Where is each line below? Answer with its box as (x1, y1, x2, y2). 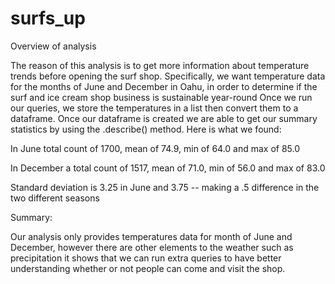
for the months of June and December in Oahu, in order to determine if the (10, 80, 318, 92)
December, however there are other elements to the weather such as (10, 241, 294, 253)
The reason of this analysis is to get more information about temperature (10, 59, 310, 71)
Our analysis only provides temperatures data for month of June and (10, 230, 293, 242)
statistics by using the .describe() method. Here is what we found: (10, 123, 282, 135)
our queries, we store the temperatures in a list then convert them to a (10, 102, 299, 114)
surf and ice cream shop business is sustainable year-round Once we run (10, 91, 313, 103)
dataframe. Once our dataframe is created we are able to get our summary (10, 112, 318, 124)
